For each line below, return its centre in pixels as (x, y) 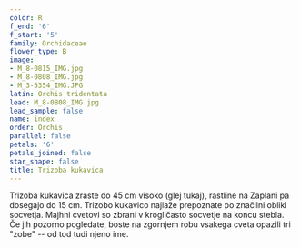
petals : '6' (32, 144)
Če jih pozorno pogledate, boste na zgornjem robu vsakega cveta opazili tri (150, 224)
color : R (26, 18)
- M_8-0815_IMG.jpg (46, 69)
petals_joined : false (50, 153)
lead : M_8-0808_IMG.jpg (55, 102)
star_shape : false (44, 161)
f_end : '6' (30, 26)
